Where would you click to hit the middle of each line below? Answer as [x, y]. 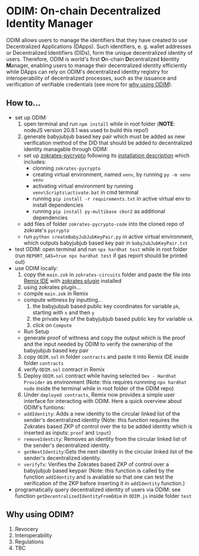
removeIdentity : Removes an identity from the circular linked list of [105, 439]
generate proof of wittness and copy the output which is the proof [104, 338]
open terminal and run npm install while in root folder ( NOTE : [99, 124]
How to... [23, 103]
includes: [35, 161]
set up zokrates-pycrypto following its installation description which [107, 155]
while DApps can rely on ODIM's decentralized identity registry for [87, 71]
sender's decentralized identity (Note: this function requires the [101, 420]
